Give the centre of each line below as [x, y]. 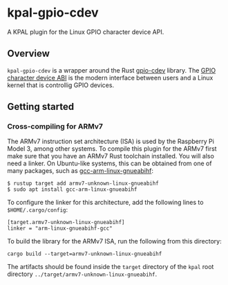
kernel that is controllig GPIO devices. [61, 85]
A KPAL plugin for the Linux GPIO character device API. [86, 32]
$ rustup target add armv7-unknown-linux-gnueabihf [83, 184]
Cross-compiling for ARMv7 [55, 127]
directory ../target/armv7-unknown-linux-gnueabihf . [82, 274]
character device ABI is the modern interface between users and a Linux [110, 77]
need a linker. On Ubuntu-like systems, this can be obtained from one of [110, 163]
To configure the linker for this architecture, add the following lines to [105, 203]
